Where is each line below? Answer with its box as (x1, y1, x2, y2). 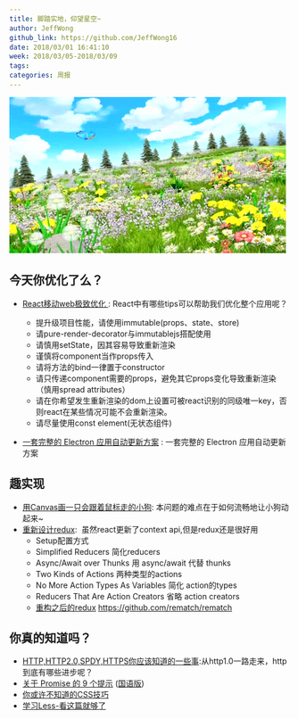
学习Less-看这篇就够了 (21, 700, 107, 711)
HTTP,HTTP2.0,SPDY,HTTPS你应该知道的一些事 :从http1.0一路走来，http (21, 656, 287, 666)
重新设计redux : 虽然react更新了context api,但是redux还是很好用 (21, 524, 259, 534)
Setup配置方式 (35, 535, 89, 546)
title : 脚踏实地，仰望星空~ (9, 14, 102, 23)
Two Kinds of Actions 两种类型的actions (35, 568, 183, 579)
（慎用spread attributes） (35, 384, 130, 394)
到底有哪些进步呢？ (21, 667, 94, 678)
